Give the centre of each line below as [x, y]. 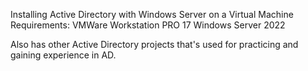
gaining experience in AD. [63, 55]
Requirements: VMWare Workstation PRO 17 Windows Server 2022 [148, 25]
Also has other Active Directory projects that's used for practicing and [154, 44]
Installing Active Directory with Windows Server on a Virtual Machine [152, 14]
